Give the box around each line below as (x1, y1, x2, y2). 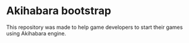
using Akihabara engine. (6, 29, 67, 37)
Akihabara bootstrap (6, 4, 112, 18)
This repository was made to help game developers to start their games (6, 24, 183, 31)
